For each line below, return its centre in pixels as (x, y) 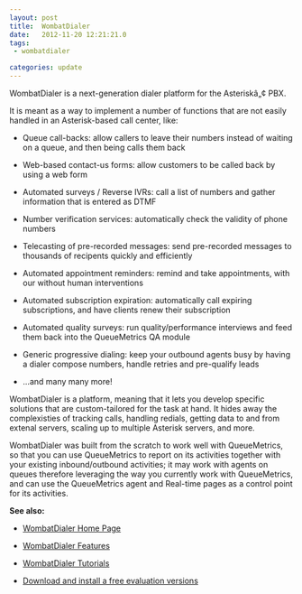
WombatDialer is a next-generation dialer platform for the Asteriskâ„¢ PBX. (148, 93)
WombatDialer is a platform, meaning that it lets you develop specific (137, 399)
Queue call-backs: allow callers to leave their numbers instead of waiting (157, 138)
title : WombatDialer (50, 26)
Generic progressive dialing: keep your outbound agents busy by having (156, 354)
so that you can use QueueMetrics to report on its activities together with (145, 455)
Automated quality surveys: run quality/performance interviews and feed (157, 327)
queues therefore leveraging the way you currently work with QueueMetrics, (151, 474)
